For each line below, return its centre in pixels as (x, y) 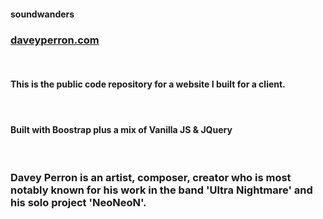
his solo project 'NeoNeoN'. (78, 203)
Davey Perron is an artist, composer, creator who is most (151, 178)
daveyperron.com (55, 40)
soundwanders (42, 14)
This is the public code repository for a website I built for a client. (148, 84)
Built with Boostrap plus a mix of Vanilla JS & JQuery (121, 129)
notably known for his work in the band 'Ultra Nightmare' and (161, 190)
